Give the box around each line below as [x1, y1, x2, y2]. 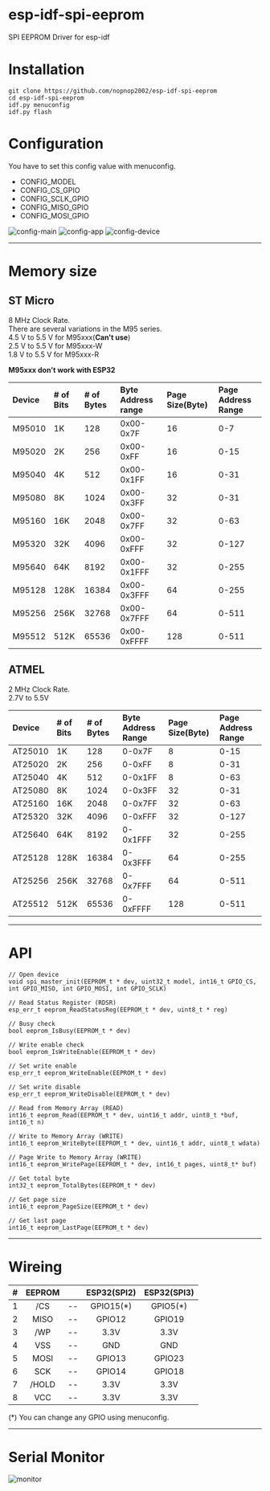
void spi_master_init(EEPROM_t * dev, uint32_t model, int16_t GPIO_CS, [8, 978, 257, 986]
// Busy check [8, 1019, 56, 1027]
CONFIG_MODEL [19, 177, 76, 186]
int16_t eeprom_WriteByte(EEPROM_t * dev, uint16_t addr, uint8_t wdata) [8, 1139, 261, 1147]
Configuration [8, 135, 104, 153]
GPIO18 [153, 1366, 185, 1377]
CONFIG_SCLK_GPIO [19, 194, 90, 203]
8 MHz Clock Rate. [8, 315, 71, 325]
